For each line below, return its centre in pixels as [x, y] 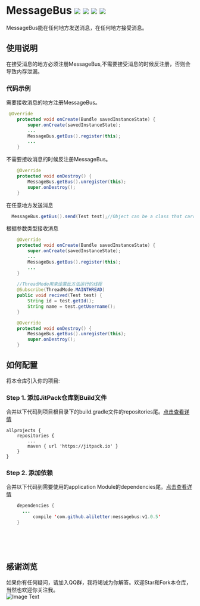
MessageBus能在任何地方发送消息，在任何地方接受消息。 [77, 27]
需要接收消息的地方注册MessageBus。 [54, 103]
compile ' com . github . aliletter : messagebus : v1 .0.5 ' [97, 517]
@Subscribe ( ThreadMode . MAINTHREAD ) [61, 290]
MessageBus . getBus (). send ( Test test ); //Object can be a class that [97, 216]
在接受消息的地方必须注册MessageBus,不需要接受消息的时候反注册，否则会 [99, 64]
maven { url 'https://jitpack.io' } [73, 446]
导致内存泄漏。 [24, 71]
